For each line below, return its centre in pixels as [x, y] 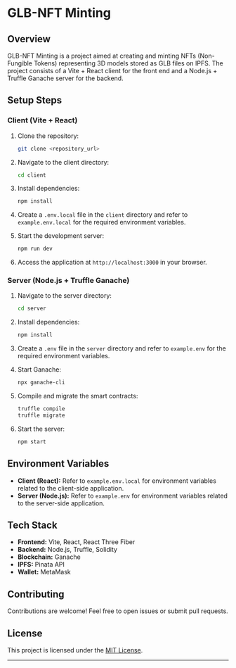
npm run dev [35, 249]
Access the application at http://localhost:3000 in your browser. [112, 263]
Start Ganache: [39, 370]
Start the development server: [61, 236]
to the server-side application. [61, 503]
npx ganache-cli [41, 383]
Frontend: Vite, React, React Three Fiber [76, 542]
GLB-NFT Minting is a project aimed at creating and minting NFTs [102, 56]
